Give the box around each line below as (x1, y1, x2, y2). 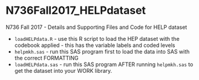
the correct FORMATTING (14, 54, 79, 61)
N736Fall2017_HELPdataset (5, 4, 146, 17)
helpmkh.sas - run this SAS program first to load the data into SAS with (14, 48, 190, 55)
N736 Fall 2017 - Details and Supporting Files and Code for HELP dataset (5, 23, 188, 31)
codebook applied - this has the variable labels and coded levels (14, 42, 175, 49)
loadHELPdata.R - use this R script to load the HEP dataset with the (14, 35, 180, 42)
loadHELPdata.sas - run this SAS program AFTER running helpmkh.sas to (14, 61, 194, 68)
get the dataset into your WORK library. (14, 67, 113, 74)
